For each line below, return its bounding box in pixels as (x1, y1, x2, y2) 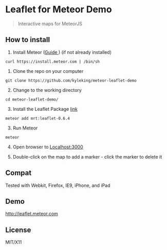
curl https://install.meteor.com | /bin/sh (5, 59, 100, 64)
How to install (5, 35, 50, 44)
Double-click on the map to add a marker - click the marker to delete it (12, 153, 162, 160)
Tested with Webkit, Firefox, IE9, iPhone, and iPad (5, 182, 110, 188)
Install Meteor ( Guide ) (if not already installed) (12, 49, 112, 55)
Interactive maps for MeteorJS (17, 21, 82, 27)
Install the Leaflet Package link (12, 106, 78, 112)
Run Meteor (12, 125, 38, 131)
